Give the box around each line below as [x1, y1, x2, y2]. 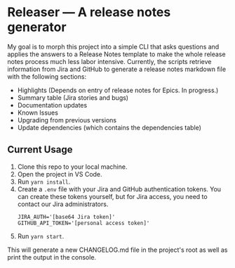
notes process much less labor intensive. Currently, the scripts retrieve [7, 57, 212, 65]
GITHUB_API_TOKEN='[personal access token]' [17, 219, 150, 226]
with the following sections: [7, 72, 86, 81]
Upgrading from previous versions [17, 115, 117, 124]
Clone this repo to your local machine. [17, 162, 128, 171]
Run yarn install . [17, 177, 71, 186]
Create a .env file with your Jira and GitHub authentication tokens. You [17, 184, 222, 193]
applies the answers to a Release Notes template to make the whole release [7, 50, 226, 58]
